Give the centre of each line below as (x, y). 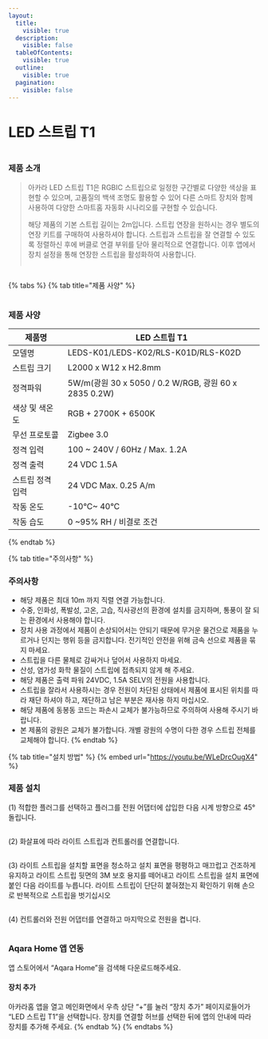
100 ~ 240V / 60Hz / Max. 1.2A (127, 449)
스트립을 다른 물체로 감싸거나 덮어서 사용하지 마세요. (100, 660)
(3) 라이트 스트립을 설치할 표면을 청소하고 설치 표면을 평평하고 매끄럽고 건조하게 (132, 865)
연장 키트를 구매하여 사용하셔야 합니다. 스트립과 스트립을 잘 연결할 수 (134, 234)
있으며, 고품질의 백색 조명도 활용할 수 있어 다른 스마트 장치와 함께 (152, 197)
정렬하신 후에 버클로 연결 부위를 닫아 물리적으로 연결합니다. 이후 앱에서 (146, 244)
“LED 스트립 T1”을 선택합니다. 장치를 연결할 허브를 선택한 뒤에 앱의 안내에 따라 (130, 1017)
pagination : (35, 82)
